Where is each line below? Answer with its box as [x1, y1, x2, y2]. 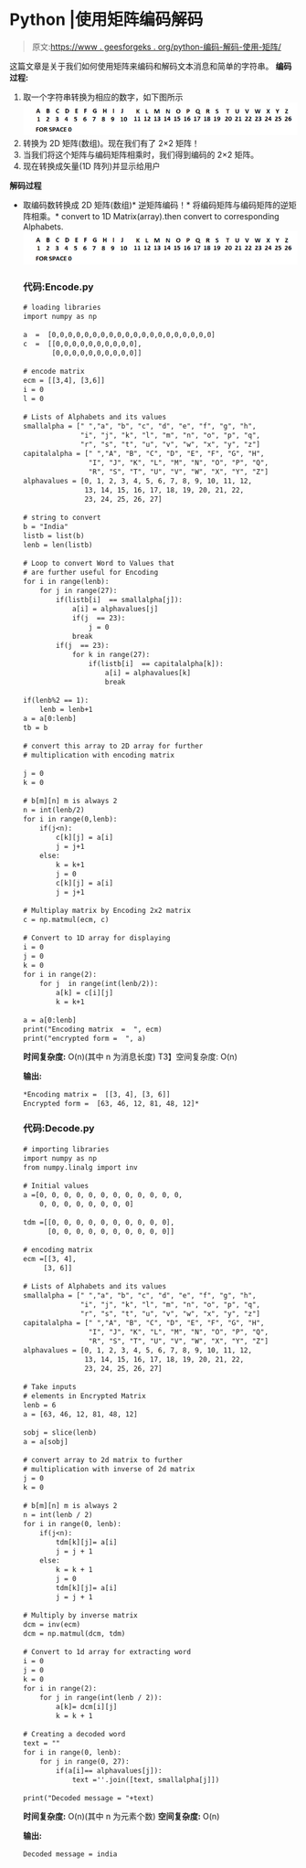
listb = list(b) [22, 532, 85, 541]
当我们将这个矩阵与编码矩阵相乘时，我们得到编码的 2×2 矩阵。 [22, 149, 259, 160]
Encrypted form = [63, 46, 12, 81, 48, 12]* [22, 1099, 199, 1109]
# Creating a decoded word [22, 1729, 126, 1738]
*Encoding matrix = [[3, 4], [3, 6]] [22, 1090, 171, 1099]
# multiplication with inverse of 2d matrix [22, 1464, 195, 1473]
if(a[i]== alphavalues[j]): [56, 1766, 163, 1775]
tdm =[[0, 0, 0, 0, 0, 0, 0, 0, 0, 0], [22, 1217, 175, 1226]
